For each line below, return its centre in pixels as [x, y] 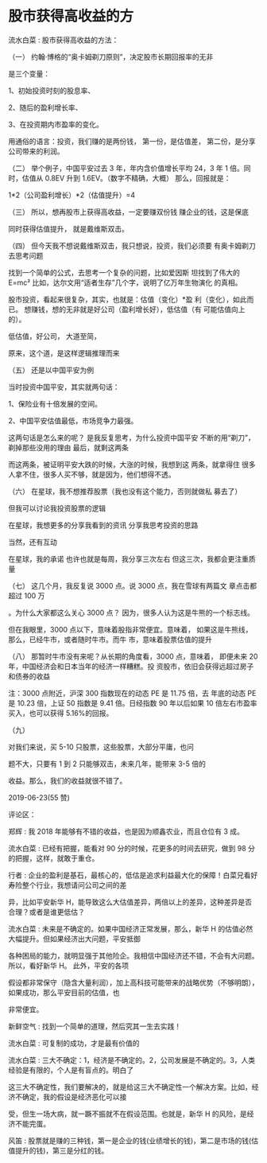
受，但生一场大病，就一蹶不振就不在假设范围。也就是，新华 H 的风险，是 [128, 1114]
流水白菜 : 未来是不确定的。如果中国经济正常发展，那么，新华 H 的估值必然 [131, 928]
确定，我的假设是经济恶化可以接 [74, 1097]
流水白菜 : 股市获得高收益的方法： [64, 40]
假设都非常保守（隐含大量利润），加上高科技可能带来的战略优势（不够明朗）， [133, 982]
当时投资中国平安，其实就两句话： [64, 387]
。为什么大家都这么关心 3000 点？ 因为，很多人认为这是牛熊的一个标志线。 [131, 613]
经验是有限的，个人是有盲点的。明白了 [71, 1070]
